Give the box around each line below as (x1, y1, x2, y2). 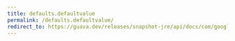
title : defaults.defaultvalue (7, 10, 96, 17)
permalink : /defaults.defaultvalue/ (7, 17, 114, 24)
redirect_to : (7, 23, 45, 30)
